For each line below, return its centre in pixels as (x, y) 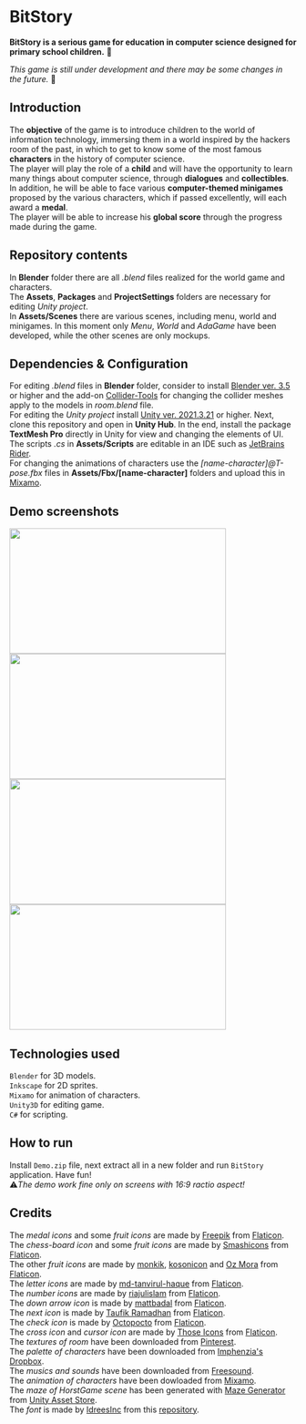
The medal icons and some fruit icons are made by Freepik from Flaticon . (147, 1235)
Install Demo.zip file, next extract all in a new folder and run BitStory (137, 1165)
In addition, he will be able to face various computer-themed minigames (147, 188)
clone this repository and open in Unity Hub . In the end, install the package (150, 425)
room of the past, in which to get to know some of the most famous (136, 149)
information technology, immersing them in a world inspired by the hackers (150, 139)
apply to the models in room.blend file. (82, 405)
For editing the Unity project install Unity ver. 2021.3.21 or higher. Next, (142, 415)
